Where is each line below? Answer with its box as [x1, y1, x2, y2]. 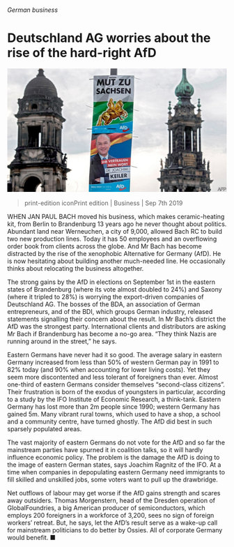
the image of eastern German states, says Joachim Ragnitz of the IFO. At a [7, 460, 221, 469]
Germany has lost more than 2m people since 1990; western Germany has [7, 403, 220, 411]
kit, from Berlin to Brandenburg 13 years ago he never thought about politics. [7, 220, 227, 228]
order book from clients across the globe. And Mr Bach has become [7, 242, 202, 250]
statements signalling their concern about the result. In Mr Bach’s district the [7, 315, 226, 324]
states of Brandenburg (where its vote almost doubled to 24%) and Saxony [7, 285, 222, 294]
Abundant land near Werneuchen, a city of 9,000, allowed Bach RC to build [7, 227, 223, 236]
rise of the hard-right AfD [7, 45, 157, 61]
